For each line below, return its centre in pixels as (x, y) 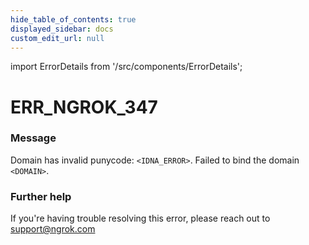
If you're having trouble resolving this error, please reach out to (140, 218)
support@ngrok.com (53, 229)
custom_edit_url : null (57, 38)
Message (33, 138)
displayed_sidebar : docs (62, 29)
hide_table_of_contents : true (73, 19)
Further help (41, 196)
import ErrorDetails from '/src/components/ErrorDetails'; (126, 67)
